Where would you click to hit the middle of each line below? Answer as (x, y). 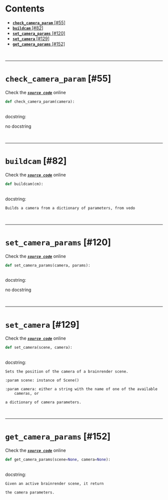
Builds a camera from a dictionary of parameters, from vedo (70, 208)
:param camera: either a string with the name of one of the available (81, 389)
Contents (25, 9)
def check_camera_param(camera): (40, 101)
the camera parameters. (30, 492)
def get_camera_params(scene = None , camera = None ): (58, 460)
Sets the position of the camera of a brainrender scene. (67, 372)
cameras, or (26, 394)
